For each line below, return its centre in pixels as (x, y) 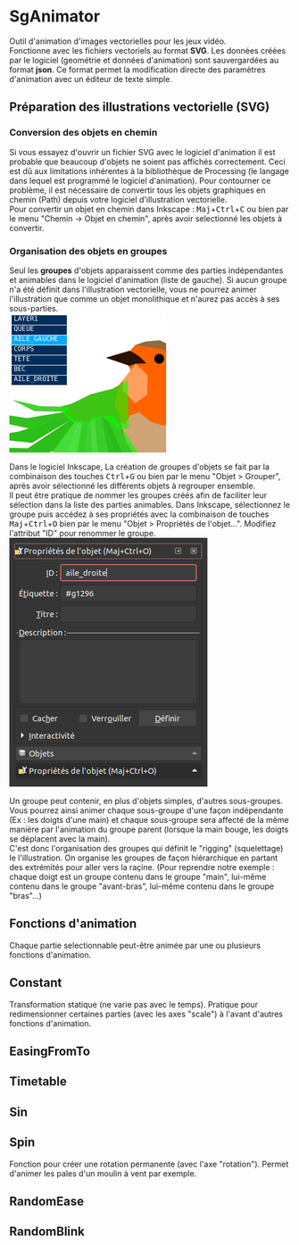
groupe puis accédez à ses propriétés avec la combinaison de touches (139, 514)
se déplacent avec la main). (60, 838)
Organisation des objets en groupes (88, 251)
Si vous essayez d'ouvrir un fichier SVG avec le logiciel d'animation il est (142, 152)
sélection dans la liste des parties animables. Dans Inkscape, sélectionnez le (149, 504)
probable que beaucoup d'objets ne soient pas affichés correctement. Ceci (147, 162)
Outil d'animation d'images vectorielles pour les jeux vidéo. (118, 41)
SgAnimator (55, 17)
